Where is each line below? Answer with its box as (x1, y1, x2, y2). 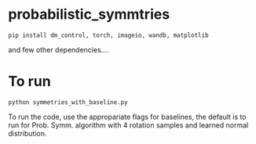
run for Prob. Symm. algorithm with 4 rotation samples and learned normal (8, 120, 249, 130)
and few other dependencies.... (8, 45, 110, 54)
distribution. (8, 128, 47, 138)
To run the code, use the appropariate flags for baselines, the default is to (8, 112, 247, 121)
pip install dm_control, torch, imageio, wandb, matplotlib (8, 31, 210, 39)
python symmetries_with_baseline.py (8, 98, 128, 106)
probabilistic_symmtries (8, 5, 170, 23)
